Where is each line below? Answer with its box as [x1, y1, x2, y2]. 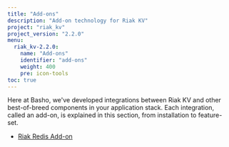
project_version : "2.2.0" [7, 30, 84, 38]
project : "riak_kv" [7, 23, 66, 31]
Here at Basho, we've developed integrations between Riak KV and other [7, 96, 221, 104]
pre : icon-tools [20, 70, 69, 77]
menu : [7, 37, 24, 44]
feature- [198, 111, 223, 119]
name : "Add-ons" [20, 50, 69, 58]
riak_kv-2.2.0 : [14, 43, 59, 50]
